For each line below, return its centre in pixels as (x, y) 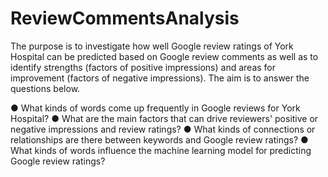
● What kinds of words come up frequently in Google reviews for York (155, 108)
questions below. (45, 88)
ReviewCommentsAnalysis (125, 18)
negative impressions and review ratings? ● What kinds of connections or (163, 129)
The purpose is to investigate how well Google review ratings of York (152, 46)
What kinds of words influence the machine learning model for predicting (161, 150)
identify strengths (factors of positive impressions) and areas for (143, 67)
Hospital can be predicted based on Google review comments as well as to (164, 56)
